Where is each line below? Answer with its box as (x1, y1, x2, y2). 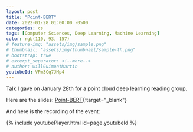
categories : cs (6, 25, 44, 31)
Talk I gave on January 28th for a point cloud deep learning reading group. (6, 85, 188, 92)
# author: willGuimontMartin (6, 63, 78, 70)
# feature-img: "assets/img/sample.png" (6, 42, 107, 48)
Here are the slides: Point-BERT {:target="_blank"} (6, 97, 127, 104)
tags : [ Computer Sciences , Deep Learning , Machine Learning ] (6, 31, 160, 37)
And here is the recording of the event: (6, 108, 100, 115)
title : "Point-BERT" (6, 14, 57, 20)
